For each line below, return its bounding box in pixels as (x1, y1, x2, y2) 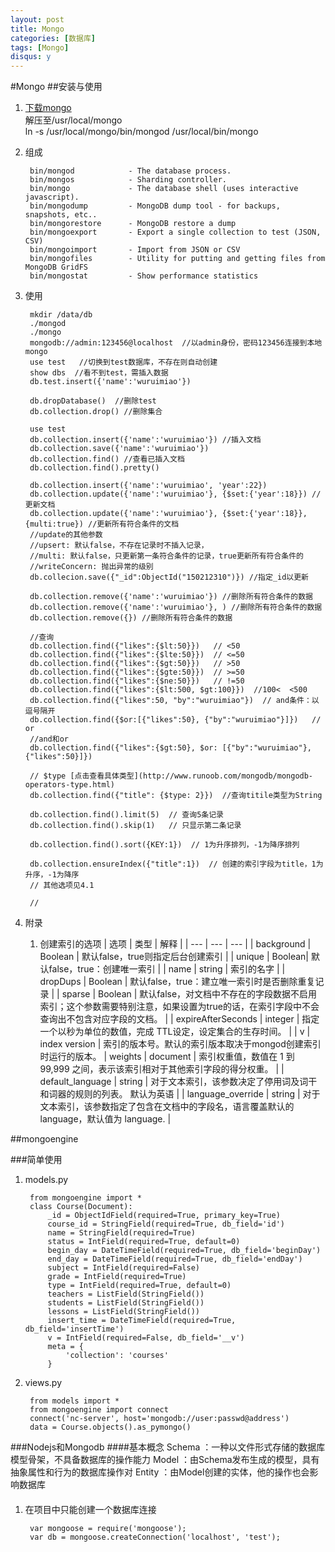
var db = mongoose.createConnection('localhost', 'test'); (29, 1532, 281, 1542)
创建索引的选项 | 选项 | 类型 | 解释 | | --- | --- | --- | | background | (39, 938, 312, 950)
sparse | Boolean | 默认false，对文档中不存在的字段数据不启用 (61, 988, 318, 1000)
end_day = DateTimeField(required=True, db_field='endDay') (47, 1254, 303, 1265)
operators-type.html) (24, 780, 115, 790)
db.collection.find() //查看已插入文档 (29, 454, 185, 465)
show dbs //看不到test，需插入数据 (29, 368, 169, 378)
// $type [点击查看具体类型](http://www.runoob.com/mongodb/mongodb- (29, 771, 314, 781)
